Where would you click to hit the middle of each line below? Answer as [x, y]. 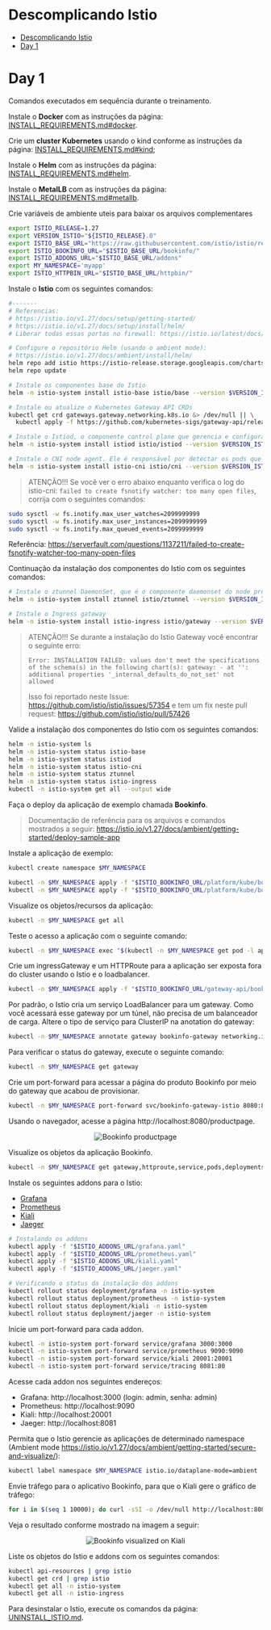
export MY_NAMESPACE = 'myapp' [57, 266]
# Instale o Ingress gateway [57, 614]
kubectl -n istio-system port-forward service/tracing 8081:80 [117, 1367]
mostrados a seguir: [61, 829]
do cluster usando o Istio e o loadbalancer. [79, 974]
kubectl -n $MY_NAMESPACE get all [67, 920]
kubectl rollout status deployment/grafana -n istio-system [112, 1291]
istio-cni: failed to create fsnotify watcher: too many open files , [142, 490]
